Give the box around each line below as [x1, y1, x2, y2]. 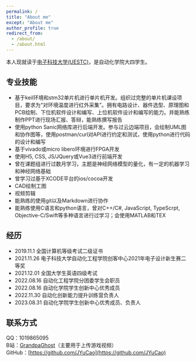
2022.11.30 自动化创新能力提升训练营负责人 [14, 291, 119, 298]
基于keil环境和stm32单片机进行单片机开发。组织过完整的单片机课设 [14, 94, 177, 101]
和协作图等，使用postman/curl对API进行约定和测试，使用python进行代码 [14, 131, 191, 138]
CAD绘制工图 [14, 182, 47, 189]
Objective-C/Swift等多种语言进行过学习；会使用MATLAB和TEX [14, 211, 166, 218]
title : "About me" [6, 14, 51, 20]
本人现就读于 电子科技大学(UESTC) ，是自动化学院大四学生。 [6, 58, 151, 65]
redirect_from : [6, 31, 43, 36]
